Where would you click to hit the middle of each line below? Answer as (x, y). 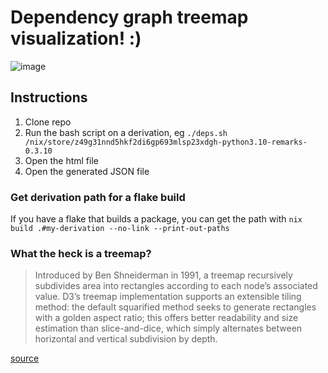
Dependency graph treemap (129, 17)
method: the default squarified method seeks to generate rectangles (175, 307)
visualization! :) (76, 38)
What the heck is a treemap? (81, 253)
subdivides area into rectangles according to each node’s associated (176, 286)
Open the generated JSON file (87, 171)
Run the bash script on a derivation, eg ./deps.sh (126, 132)
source (25, 358)
